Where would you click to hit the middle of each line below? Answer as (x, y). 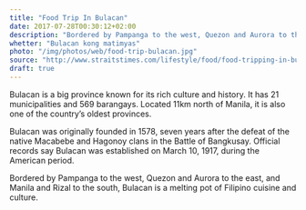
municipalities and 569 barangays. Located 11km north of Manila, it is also (148, 104)
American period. (42, 160)
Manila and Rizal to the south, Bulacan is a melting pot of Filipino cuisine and (153, 187)
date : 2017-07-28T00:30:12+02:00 (73, 26)
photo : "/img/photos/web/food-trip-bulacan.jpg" (103, 52)
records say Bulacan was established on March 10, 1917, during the (134, 150)
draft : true (32, 69)
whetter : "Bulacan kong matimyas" (75, 43)
